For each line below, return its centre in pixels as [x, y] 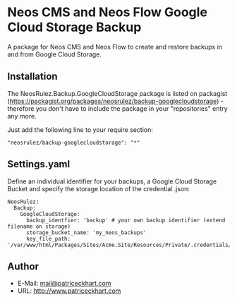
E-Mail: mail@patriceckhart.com [64, 284]
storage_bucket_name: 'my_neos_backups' [86, 232]
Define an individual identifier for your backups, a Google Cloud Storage [112, 181]
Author [23, 266]
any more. [22, 116]
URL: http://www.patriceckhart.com [69, 291]
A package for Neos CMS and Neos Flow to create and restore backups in [115, 47]
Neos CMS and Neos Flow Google [108, 12]
